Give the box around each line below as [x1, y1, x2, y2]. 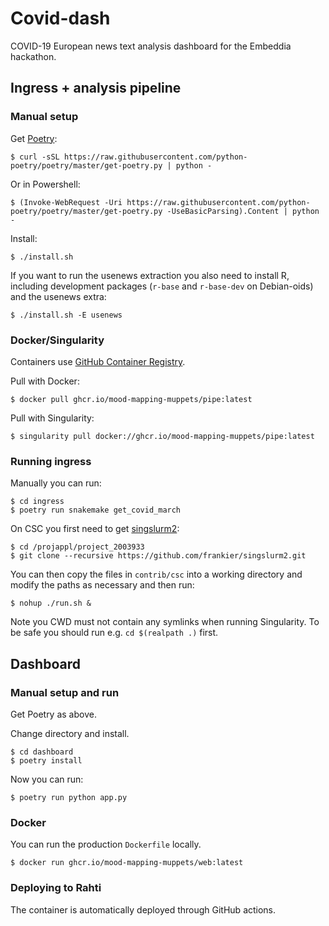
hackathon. [10, 50, 57, 62]
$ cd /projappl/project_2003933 [10, 542, 145, 552]
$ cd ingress [10, 497, 65, 507]
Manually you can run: [10, 477, 102, 489]
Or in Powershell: [10, 178, 81, 190]
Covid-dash [10, 7, 111, 30]
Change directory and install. [10, 727, 130, 739]
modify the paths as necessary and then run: [10, 579, 195, 591]
